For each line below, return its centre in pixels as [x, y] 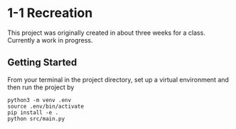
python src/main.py [36, 118]
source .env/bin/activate [45, 106]
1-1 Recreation [50, 13]
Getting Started [42, 63]
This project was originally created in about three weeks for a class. [107, 33]
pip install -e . [33, 112]
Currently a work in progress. [50, 40]
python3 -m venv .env [39, 100]
